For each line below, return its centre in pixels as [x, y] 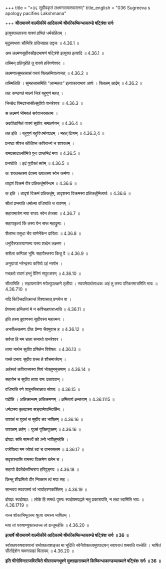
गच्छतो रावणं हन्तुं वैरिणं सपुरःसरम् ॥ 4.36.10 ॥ [43, 273]
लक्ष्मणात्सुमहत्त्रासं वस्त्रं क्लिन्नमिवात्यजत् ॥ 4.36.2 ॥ [47, 73]
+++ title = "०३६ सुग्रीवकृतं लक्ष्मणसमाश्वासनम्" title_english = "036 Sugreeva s [78, 8]
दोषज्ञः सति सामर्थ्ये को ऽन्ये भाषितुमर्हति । [37, 439]
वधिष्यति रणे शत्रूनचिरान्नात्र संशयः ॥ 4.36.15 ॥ [42, 389]
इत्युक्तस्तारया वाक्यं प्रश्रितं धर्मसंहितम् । [36, 33]
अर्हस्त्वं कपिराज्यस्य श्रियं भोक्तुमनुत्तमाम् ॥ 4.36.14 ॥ [47, 369]
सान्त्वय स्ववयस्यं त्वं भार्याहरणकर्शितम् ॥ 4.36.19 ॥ [46, 489]
